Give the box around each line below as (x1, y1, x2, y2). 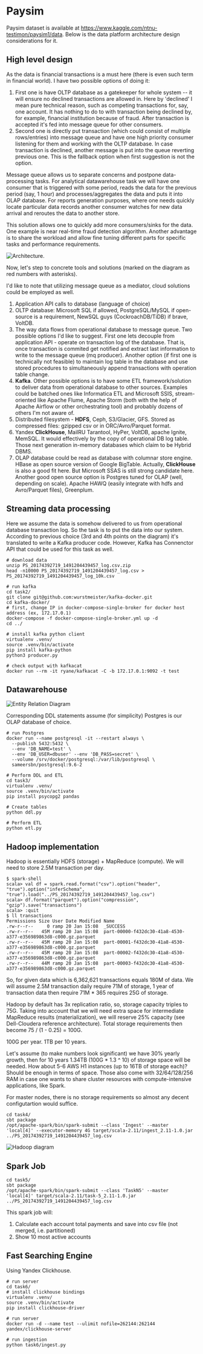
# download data (6, 557, 47, 563)
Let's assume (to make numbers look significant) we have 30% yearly (6, 1050, 180, 1057)
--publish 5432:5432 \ (11, 741, 69, 747)
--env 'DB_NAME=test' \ (11, 746, 71, 752)
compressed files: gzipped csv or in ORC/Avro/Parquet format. (14, 422, 171, 429)
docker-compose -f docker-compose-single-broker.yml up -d (6, 615, 158, 621)
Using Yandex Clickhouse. (6, 1266, 71, 1274)
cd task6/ (6, 1283, 31, 1290)
